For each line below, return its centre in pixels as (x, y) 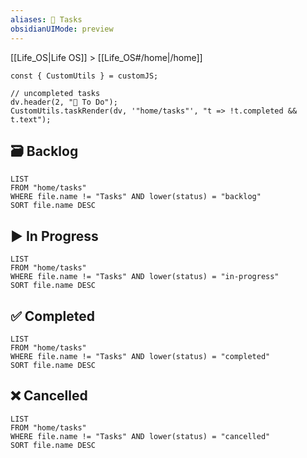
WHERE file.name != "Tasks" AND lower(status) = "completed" (140, 356)
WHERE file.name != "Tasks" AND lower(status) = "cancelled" (140, 436)
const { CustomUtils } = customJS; (84, 76)
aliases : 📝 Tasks (46, 19)
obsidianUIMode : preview (62, 29)
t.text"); (31, 119)
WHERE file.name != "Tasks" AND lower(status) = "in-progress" (145, 277)
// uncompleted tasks (55, 93)
